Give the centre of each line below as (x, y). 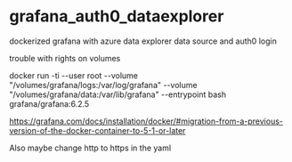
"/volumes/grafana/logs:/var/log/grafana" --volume (103, 85)
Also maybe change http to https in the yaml (90, 148)
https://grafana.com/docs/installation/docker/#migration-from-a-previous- (146, 121)
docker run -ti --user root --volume (74, 75)
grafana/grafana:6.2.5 (49, 103)
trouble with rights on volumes (65, 58)
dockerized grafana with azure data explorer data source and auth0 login (143, 41)
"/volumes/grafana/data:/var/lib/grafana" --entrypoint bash (118, 94)
